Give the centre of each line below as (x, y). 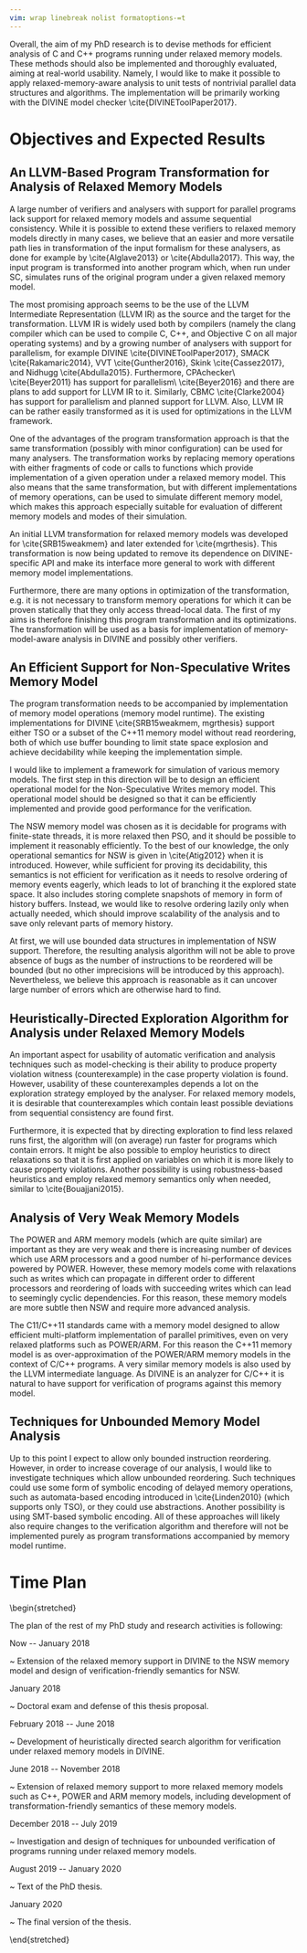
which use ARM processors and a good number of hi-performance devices (151, 1259)
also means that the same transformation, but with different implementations (153, 487)
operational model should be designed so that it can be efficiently (133, 799)
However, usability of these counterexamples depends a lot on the (134, 1084)
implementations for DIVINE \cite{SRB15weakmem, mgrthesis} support (143, 723)
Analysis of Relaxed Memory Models (116, 187)
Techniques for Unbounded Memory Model (135, 1422)
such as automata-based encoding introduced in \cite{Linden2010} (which (150, 1497)
